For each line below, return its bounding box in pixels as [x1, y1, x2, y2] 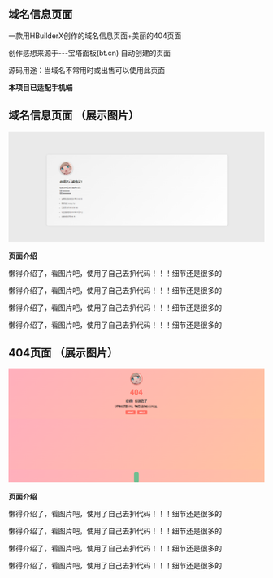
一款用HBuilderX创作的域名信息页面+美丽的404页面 [8, 31, 182, 41]
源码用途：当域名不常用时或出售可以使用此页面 [8, 65, 165, 75]
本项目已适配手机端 [8, 82, 73, 92]
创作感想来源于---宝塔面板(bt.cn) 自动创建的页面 [8, 48, 171, 58]
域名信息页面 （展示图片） [8, 109, 140, 123]
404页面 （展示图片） [8, 346, 119, 360]
